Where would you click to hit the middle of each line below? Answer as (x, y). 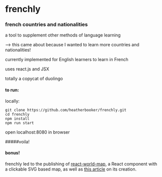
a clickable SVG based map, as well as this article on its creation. (71, 169)
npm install (17, 119)
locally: (12, 101)
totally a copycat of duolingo (34, 79)
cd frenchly (17, 114)
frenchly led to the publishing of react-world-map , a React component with (81, 164)
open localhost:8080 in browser (37, 132)
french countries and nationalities (47, 25)
